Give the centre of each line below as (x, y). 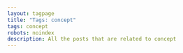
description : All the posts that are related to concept (92, 39)
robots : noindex (31, 33)
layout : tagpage (31, 13)
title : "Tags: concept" (42, 20)
